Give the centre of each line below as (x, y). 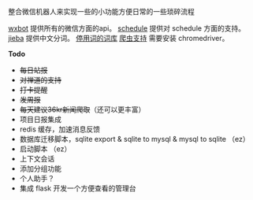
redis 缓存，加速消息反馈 (60, 129)
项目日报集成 (40, 119)
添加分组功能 (40, 169)
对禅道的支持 (40, 80)
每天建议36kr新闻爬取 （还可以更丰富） (82, 109)
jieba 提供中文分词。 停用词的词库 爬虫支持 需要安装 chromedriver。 (119, 38)
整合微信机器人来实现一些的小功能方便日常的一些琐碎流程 (101, 11)
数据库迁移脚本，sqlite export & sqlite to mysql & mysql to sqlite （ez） (134, 139)
